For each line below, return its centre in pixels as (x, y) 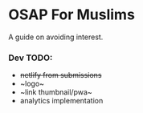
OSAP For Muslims (71, 15)
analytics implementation (61, 101)
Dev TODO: (31, 58)
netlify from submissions (61, 75)
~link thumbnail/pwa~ (56, 92)
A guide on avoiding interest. (56, 37)
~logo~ (32, 84)
